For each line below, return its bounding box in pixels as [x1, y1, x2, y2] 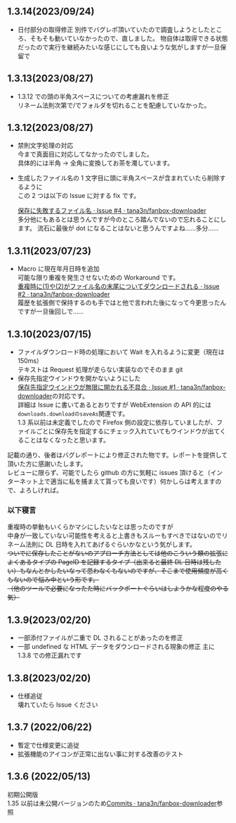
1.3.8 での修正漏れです [17, 651, 82, 660]
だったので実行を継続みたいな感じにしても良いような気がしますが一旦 [17, 42, 221, 51]
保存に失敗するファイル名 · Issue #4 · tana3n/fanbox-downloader [17, 206, 206, 215]
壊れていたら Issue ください [17, 700, 98, 709]
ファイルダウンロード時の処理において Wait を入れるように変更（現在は [17, 348, 225, 357]
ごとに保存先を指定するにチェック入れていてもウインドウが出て [36, 427, 220, 435]
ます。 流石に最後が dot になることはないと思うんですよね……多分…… [17, 224, 219, 233]
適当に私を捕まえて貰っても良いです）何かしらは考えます [50, 477, 216, 485]
